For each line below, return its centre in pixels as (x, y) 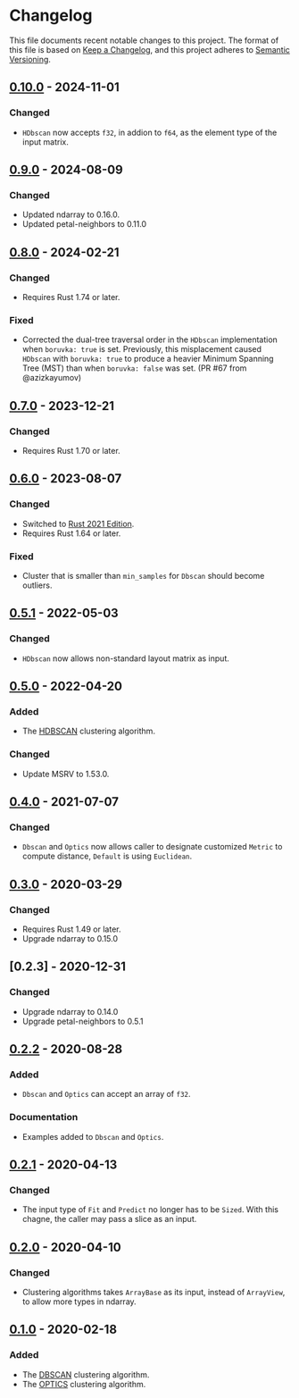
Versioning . (30, 59)
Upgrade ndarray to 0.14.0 (70, 1011)
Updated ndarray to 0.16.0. (71, 214)
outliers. (37, 585)
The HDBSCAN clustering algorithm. (89, 731)
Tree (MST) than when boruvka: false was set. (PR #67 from (134, 368)
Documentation (44, 1118)
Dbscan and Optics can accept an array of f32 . (106, 1094)
